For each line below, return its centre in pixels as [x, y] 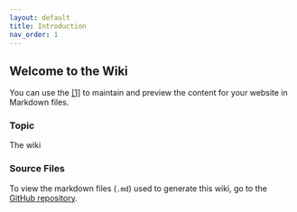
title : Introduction [48, 26]
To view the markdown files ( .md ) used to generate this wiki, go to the [139, 188]
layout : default [40, 18]
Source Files [37, 169]
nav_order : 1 [34, 34]
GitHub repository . [44, 198]
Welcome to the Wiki [69, 71]
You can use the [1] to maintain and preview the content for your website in [149, 93]
